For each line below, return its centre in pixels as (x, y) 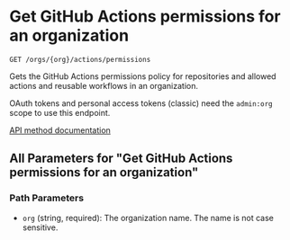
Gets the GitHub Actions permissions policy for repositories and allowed (143, 76)
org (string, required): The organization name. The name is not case (148, 218)
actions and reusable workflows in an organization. (104, 85)
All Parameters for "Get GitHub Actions (121, 159)
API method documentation (60, 130)
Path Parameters (46, 198)
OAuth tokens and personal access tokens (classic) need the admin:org (141, 103)
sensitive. (40, 227)
